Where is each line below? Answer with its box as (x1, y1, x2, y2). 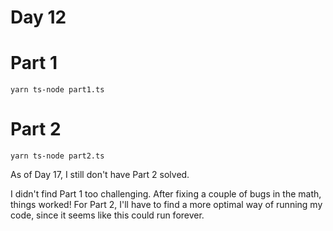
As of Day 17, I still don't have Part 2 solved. (10, 169, 190, 181)
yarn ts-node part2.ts (10, 151, 105, 161)
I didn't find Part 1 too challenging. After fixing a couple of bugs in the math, (10, 188, 322, 200)
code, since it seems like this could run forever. (10, 209, 205, 221)
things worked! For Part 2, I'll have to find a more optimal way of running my (10, 199, 323, 211)
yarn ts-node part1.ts (10, 85, 105, 95)
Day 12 (10, 6, 67, 29)
